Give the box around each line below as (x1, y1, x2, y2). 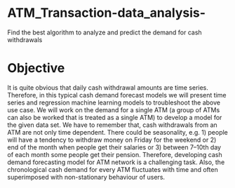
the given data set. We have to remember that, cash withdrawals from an (7, 121, 217, 129)
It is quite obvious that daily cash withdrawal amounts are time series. (7, 83, 209, 92)
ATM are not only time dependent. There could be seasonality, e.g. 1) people (7, 128, 228, 136)
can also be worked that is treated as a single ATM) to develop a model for (7, 113, 222, 121)
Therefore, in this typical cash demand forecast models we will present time (7, 90, 227, 99)
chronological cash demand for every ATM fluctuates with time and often (7, 165, 219, 173)
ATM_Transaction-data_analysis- (7, 5, 206, 21)
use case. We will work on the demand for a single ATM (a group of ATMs (7, 105, 220, 114)
